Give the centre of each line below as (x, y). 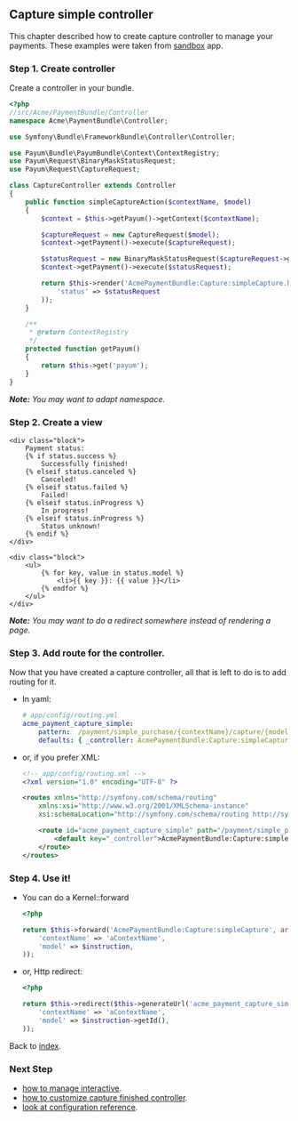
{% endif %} (47, 534)
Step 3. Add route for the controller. (87, 653)
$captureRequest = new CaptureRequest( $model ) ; (130, 235)
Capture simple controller (81, 15)
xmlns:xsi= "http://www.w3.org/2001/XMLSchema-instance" (144, 806)
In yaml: (36, 699)
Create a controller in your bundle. (72, 88)
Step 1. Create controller (62, 69)
